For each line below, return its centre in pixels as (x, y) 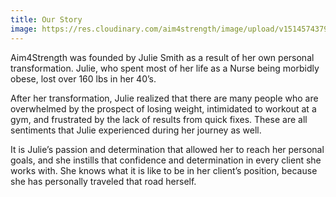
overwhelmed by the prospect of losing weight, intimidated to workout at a (163, 108)
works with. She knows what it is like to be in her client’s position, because (164, 170)
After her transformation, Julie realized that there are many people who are (164, 98)
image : (24, 29)
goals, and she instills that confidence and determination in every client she (166, 160)
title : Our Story (46, 19)
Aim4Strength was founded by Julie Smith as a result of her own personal (162, 57)
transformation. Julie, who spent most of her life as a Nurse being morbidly (165, 68)
